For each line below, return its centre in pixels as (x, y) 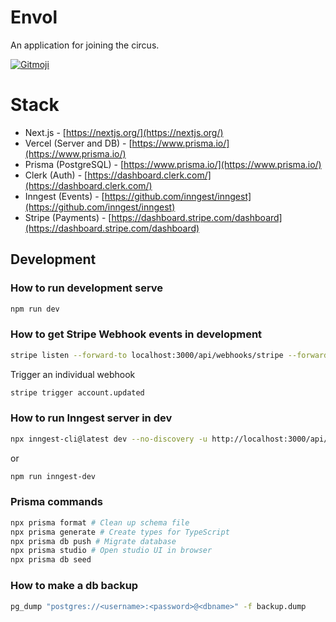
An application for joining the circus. (85, 45)
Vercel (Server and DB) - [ (78, 143)
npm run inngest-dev (53, 476)
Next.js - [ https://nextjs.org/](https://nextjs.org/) (124, 132)
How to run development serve (87, 288)
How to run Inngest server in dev (91, 418)
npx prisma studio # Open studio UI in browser (111, 551)
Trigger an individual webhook (73, 374)
